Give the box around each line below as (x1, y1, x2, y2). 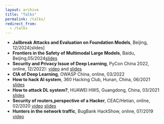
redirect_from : (5, 21, 37, 26)
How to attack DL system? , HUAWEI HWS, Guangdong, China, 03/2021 (12, 87, 160, 93)
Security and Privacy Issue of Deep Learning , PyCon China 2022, (12, 61, 150, 67)
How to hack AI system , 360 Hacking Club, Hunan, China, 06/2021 (12, 77, 151, 83)
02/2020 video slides (12, 103, 56, 109)
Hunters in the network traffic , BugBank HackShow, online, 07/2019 (12, 108, 154, 115)
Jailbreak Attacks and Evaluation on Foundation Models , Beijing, (12, 39, 148, 45)
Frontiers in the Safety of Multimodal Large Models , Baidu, (12, 50, 136, 56)
